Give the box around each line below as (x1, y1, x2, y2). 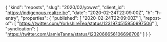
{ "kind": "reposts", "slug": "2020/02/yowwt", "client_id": (5, 5, 126, 10)
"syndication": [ (5, 26, 38, 32)
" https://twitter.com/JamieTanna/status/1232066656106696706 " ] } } (5, 31, 151, 37)
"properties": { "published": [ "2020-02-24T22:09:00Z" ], (20, 15, 142, 21)
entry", (5, 15, 19, 21)
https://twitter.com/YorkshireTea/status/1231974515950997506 (19, 20, 152, 26)
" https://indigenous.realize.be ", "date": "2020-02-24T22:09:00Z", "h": (5, 10, 154, 16)
